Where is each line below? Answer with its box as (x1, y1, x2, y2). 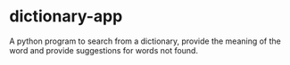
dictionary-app (9, 6, 123, 27)
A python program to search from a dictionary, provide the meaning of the (9, 36, 281, 46)
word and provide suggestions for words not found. (9, 45, 199, 55)
